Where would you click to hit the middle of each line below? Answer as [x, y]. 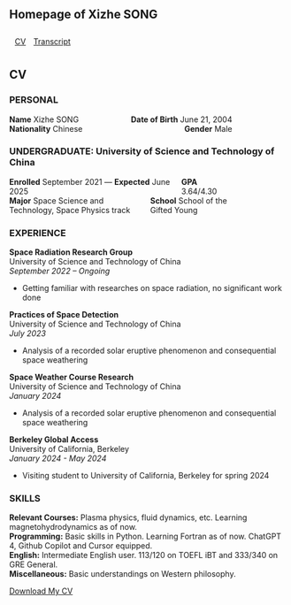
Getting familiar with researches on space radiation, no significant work [152, 288]
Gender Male [208, 128]
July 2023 [28, 333]
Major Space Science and [57, 200]
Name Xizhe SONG [44, 119]
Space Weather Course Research [72, 377]
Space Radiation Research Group [71, 252]
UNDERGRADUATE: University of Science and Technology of [142, 151]
